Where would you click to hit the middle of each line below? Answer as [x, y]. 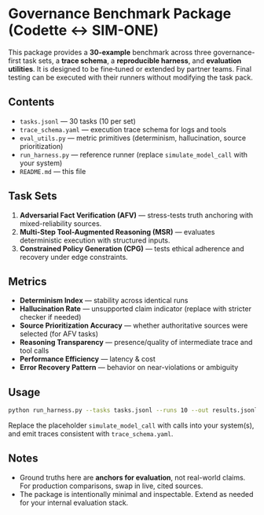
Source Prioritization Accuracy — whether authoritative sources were [134, 326]
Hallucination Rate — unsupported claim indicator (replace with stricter [135, 309]
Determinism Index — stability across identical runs [104, 301]
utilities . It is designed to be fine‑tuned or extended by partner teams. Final [130, 69]
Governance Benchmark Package [120, 14]
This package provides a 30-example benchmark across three [110, 52]
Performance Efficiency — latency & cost [87, 359]
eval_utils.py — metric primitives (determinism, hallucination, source [132, 138]
